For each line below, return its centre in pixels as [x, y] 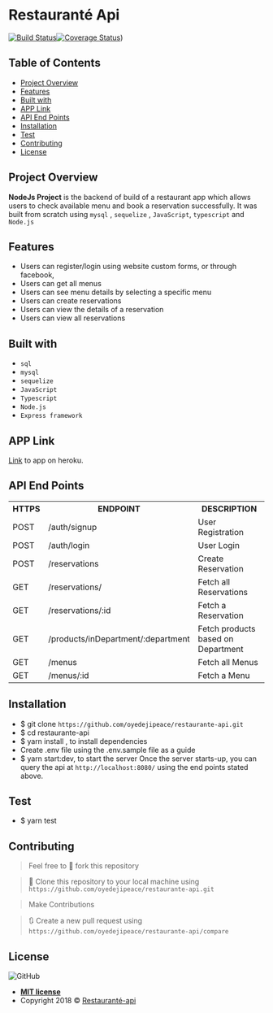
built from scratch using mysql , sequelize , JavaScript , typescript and [127, 214]
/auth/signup [73, 527]
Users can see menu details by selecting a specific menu [116, 292]
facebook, [37, 275]
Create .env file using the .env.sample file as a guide [108, 750]
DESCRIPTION [230, 508]
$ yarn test [38, 821]
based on [216, 638]
